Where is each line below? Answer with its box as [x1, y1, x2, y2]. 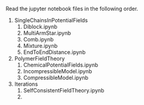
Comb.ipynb [23, 36, 54, 43]
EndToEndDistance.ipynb [23, 49, 86, 56]
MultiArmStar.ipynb [23, 29, 71, 37]
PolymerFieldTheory [14, 55, 65, 62]
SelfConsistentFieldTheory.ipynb [23, 87, 104, 94]
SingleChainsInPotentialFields [14, 17, 88, 23]
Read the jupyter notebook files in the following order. [5, 5, 139, 12]
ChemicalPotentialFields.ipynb [23, 61, 98, 68]
